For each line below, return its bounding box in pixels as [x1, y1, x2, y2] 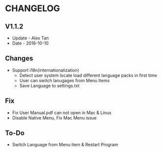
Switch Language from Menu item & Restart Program [12, 142, 119, 148]
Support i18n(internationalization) [12, 67, 80, 73]
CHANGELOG [5, 3, 60, 14]
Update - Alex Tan [12, 35, 49, 41]
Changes [5, 54, 33, 63]
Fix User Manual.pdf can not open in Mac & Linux [12, 110, 112, 116]
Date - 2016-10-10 [12, 40, 49, 46]
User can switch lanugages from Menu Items [19, 77, 110, 83]
